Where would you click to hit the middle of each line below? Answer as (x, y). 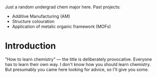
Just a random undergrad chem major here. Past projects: (63, 7)
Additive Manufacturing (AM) (41, 16)
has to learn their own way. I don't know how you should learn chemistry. (78, 64)
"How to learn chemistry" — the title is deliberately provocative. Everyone (78, 59)
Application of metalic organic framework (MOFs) (62, 26)
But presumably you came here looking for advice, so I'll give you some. (77, 69)
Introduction (31, 46)
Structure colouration (33, 21)
